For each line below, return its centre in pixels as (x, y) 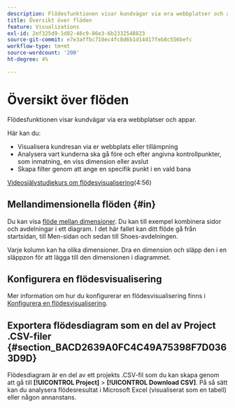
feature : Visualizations (43, 27)
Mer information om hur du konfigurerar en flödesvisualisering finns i (107, 296)
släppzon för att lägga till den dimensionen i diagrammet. (89, 257)
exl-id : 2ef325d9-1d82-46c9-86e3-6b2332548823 (76, 33)
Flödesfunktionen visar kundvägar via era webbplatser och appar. (102, 119)
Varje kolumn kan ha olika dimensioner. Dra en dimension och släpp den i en (117, 250)
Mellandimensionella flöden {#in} (81, 205)
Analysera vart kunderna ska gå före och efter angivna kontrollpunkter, (119, 154)
